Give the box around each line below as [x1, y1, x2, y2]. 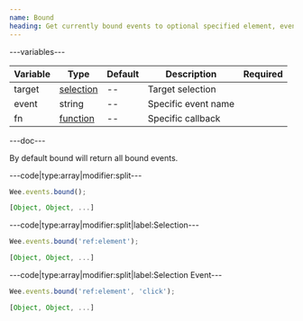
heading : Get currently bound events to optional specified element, [9, 22, 277, 31]
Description [165, 67, 217, 80]
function [59, 111, 95, 124]
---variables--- [9, 46, 66, 57]
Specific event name [147, 97, 234, 110]
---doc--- [9, 135, 46, 146]
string [59, 97, 84, 110]
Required [243, 67, 283, 80]
